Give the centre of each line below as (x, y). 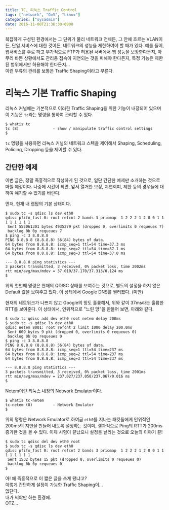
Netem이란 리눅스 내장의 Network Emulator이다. (54, 391)
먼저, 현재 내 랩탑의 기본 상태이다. (38, 204)
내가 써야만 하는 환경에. (28, 497)
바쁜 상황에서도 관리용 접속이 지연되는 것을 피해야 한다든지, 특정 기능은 (84, 58)
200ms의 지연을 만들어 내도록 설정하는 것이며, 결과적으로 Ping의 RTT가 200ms (84, 426)
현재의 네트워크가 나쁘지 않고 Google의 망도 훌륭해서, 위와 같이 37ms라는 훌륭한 (85, 303)
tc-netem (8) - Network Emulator (50, 405)
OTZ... (12, 503)
